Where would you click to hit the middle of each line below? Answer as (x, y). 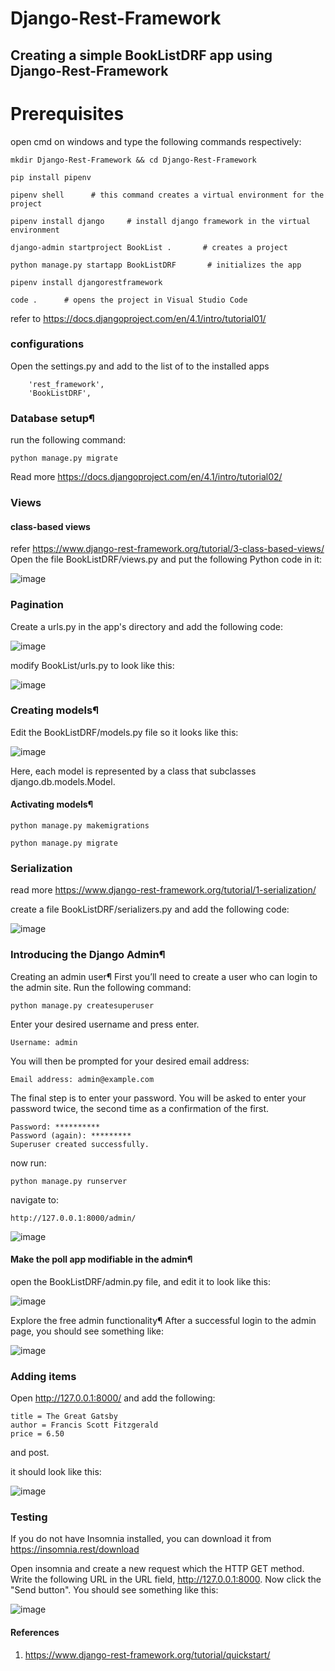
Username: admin (44, 1042)
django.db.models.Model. (63, 781)
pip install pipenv (51, 177)
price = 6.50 (37, 1434)
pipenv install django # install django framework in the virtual (160, 221)
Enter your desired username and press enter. (105, 1024)
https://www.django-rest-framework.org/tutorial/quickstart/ (147, 1654)
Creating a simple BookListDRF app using (141, 55)
